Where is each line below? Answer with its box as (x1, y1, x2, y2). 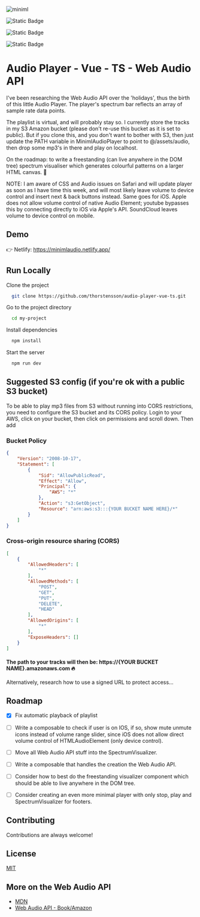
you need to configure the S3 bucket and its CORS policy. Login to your (6, 408, 182, 416)
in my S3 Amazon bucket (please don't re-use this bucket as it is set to (6, 125, 181, 132)
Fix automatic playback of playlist (14, 712, 98, 719)
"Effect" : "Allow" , (38, 478, 87, 484)
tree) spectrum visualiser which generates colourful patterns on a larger (6, 162, 184, 169)
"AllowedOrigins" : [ (28, 617, 79, 624)
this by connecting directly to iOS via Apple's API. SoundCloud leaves (6, 205, 178, 213)
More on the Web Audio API (6, 882, 111, 892)
